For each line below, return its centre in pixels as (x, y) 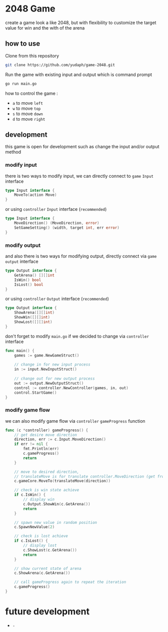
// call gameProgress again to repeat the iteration (70, 582)
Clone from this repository (32, 56)
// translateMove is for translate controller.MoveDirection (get (85, 476)
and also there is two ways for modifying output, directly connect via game (81, 256)
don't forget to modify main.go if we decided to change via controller (77, 336)
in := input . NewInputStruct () (46, 369)
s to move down (28, 114)
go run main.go (21, 84)
